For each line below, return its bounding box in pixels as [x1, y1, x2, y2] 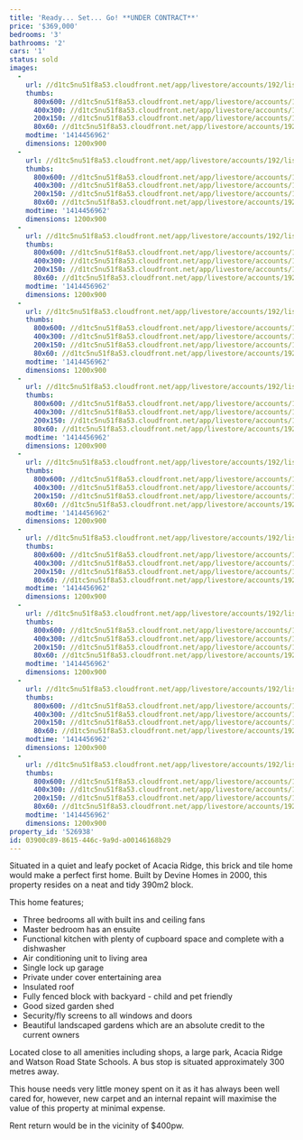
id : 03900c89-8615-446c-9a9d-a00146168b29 [9, 836, 171, 845]
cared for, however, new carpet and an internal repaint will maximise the [9, 1093, 277, 1104]
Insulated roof [22, 981, 75, 993]
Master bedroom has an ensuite [22, 924, 142, 935]
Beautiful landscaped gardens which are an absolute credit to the [22, 1020, 266, 1031]
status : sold [9, 55, 59, 64]
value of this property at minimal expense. [9, 1103, 166, 1114]
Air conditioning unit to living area [22, 953, 148, 964]
